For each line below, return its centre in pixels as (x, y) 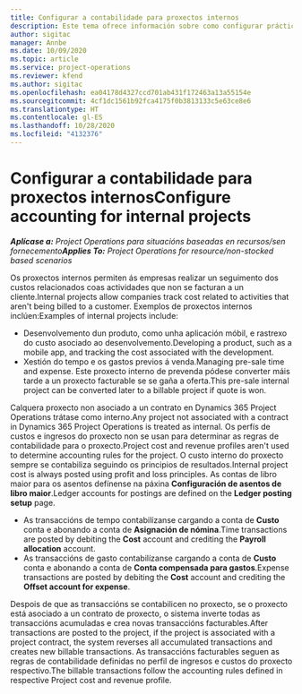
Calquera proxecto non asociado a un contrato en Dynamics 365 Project (143, 407)
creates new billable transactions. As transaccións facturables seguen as (145, 651)
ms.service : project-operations (70, 68)
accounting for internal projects (131, 217)
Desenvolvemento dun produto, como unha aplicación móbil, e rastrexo (155, 333)
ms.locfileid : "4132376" (56, 134)
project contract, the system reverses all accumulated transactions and (141, 642)
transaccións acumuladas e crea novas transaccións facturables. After (139, 622)
